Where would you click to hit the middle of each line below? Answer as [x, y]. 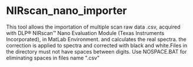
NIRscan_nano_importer [67, 11]
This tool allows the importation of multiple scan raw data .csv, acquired [93, 27]
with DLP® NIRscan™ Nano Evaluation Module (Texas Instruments [85, 33]
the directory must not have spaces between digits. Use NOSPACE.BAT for [96, 51]
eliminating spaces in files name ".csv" [53, 58]
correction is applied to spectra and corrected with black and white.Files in [96, 45]
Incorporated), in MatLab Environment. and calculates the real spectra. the [96, 39]
